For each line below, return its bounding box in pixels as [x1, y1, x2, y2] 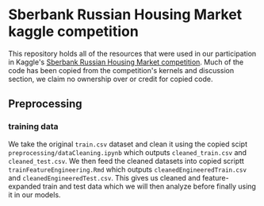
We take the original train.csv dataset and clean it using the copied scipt [8, 139, 248, 149]
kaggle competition [8, 22, 139, 41]
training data [8, 121, 59, 132]
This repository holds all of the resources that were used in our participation [8, 49, 257, 58]
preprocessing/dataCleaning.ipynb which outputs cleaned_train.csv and [8, 147, 247, 157]
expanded [8, 181, 41, 191]
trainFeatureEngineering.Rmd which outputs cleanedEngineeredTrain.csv [8, 165, 247, 174]
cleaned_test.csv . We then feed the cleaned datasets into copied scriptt [8, 156, 244, 165]
